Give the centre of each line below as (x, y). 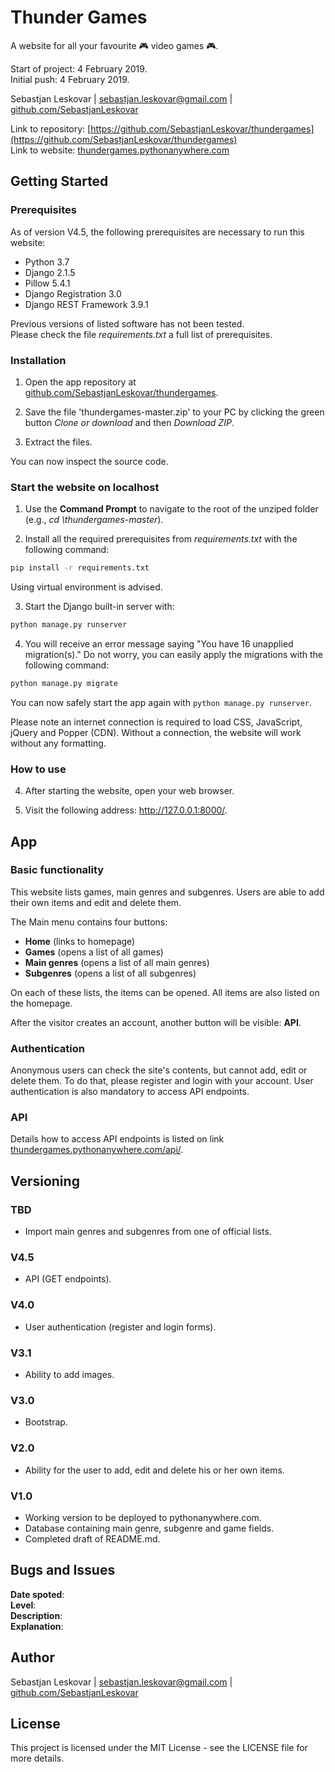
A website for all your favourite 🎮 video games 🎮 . (114, 45)
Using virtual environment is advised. (86, 587)
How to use (38, 769)
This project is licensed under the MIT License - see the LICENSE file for (159, 1748)
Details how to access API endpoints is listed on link (117, 1139)
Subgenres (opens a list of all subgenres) (110, 973)
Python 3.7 (47, 262)
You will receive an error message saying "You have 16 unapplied (159, 643)
